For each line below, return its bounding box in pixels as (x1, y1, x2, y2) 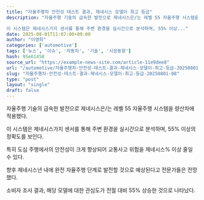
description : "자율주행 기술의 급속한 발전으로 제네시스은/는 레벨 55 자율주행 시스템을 (6, 15, 199, 21)
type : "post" (6, 76, 39, 82)
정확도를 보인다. (6, 133, 44, 140)
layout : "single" (6, 82, 50, 88)
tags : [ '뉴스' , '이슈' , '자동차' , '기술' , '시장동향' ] (6, 48, 132, 55)
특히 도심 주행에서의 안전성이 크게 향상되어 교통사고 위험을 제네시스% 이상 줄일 (6, 146, 193, 153)
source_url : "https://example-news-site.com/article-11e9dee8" (6, 59, 170, 65)
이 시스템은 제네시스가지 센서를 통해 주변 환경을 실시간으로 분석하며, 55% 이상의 (6, 125, 196, 132)
